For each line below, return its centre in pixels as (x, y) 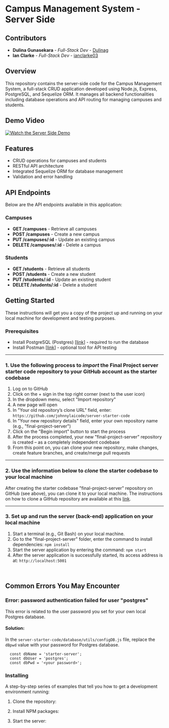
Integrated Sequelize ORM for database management (68, 171)
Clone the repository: (34, 702)
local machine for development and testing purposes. (61, 318)
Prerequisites (22, 331)
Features (19, 149)
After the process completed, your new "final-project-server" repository (87, 437)
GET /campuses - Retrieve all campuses (55, 229)
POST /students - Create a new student (54, 274)
